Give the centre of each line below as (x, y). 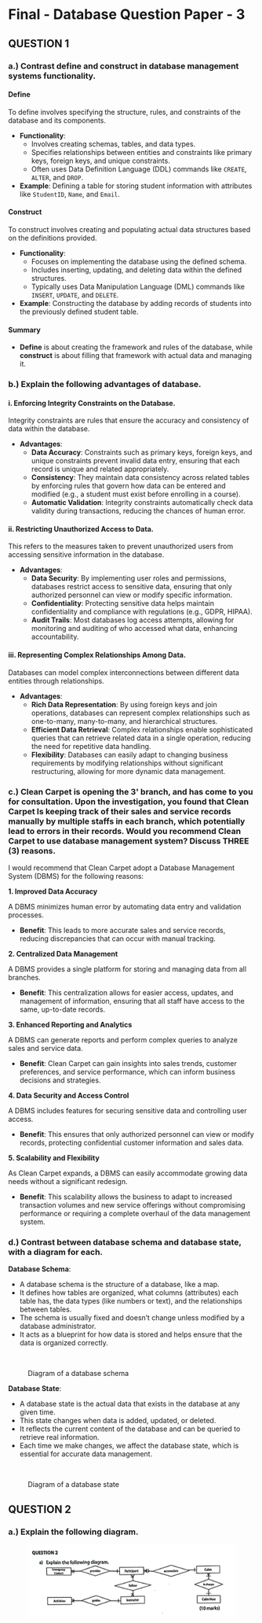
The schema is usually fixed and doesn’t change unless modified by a (132, 1318)
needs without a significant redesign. (68, 1181)
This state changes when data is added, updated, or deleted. (118, 1421)
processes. (26, 915)
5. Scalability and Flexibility (54, 1157)
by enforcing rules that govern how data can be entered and (128, 486)
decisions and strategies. (60, 1080)
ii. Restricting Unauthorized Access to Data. (81, 529)
